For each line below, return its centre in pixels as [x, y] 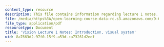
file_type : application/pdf [34, 23]
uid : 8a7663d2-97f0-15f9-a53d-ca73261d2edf [50, 37]
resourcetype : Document [29, 28]
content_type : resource [29, 10]
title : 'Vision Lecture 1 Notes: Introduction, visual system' [71, 32]
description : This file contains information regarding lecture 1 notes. [82, 14]
